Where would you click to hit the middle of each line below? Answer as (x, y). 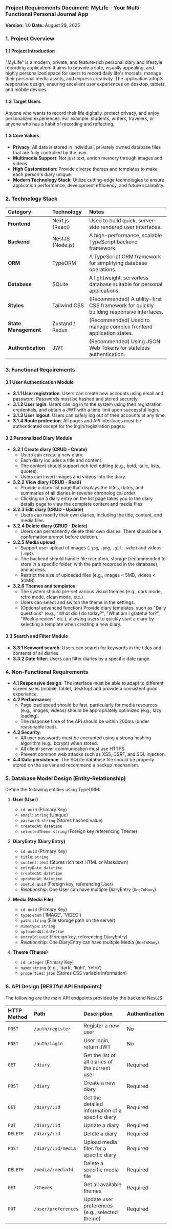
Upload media (100, 1142)
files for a (95, 1148)
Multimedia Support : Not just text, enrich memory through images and (88, 158)
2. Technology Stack (31, 199)
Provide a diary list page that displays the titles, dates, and (82, 488)
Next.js (60, 221)
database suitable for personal (126, 284)
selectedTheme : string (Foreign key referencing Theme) (79, 831)
